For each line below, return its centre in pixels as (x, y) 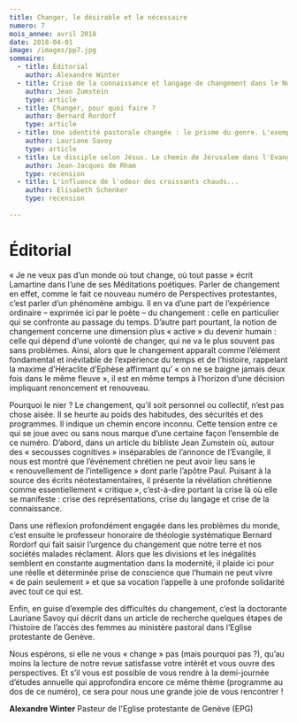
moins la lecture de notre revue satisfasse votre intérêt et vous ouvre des (142, 663)
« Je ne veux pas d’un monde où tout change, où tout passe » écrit (131, 274)
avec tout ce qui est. (46, 591)
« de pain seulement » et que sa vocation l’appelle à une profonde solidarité (147, 581)
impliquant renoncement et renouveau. (80, 388)
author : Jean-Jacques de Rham (81, 165)
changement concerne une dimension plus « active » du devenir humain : (143, 331)
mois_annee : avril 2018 (53, 34)
